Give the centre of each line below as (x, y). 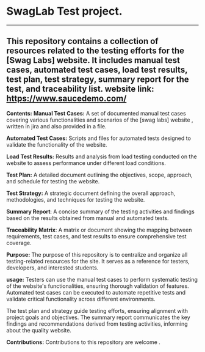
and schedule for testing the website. (53, 181)
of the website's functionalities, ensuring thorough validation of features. (98, 286)
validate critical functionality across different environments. (81, 299)
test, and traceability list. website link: (80, 89)
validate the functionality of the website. (57, 144)
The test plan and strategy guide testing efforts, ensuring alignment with (97, 310)
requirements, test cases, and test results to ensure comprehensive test (97, 236)
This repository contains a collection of (82, 41)
